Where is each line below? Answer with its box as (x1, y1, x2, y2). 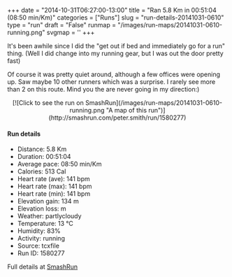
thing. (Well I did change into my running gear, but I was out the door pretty (7, 49, 224, 57)
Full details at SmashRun (7, 262, 78, 271)
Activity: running (17, 234, 65, 243)
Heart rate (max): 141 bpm (17, 182, 92, 191)
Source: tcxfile (17, 241, 59, 250)
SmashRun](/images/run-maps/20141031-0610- (85, 99, 222, 107)
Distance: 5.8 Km (17, 145, 67, 153)
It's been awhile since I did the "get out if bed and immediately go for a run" (7, 42, 226, 50)
